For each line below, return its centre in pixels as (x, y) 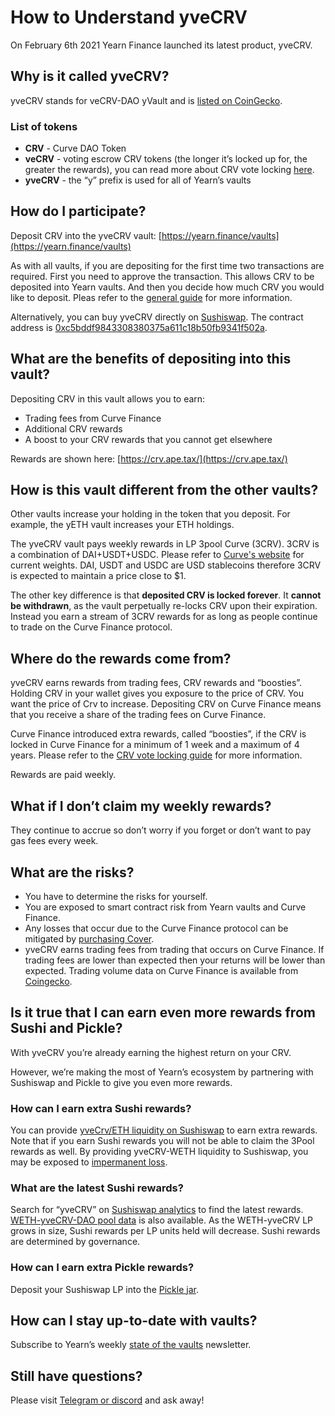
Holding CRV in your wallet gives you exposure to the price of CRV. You (157, 693)
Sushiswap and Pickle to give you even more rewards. (121, 1082)
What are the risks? (72, 872)
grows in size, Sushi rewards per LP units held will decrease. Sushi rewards (165, 1231)
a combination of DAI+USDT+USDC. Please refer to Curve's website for (157, 555)
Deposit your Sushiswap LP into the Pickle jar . (104, 1289)
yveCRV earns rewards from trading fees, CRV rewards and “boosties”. (156, 683)
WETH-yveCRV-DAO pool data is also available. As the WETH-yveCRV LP (162, 1220)
